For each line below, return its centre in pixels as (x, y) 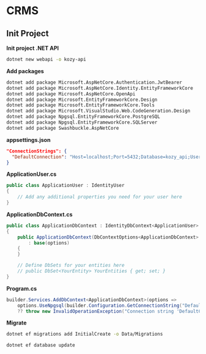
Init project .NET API (33, 48)
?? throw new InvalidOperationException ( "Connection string (96, 311)
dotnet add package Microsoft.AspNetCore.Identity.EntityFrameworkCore (100, 88)
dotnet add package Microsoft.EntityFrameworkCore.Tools (81, 105)
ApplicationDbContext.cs (40, 214)
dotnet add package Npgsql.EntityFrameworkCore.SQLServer (82, 122)
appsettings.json (29, 140)
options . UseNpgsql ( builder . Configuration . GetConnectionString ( (100, 305)
